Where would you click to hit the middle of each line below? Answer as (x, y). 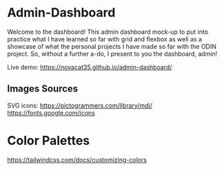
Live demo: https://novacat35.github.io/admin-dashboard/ (90, 67)
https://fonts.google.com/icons (51, 112)
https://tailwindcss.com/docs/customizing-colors (77, 159)
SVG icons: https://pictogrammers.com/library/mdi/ (80, 105)
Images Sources (43, 89)
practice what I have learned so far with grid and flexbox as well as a (104, 39)
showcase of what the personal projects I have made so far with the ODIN (112, 46)
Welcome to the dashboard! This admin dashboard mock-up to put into (108, 32)
